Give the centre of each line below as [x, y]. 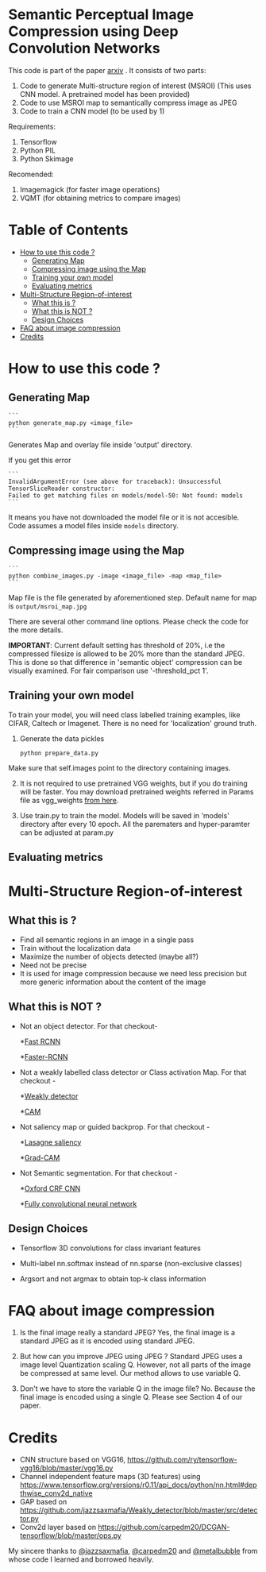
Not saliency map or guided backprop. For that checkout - [115, 1126]
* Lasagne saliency [50, 1142]
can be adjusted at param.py [66, 832]
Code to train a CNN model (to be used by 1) [92, 111]
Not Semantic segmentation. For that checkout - [98, 1172]
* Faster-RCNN [44, 1056]
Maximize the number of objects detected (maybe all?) [109, 956]
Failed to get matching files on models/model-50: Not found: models [126, 495]
